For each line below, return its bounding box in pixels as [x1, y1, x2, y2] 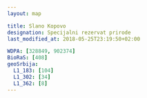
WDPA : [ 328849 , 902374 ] [7, 48, 76, 55]
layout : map [7, 10, 41, 17]
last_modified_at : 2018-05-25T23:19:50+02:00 [7, 35, 140, 42]
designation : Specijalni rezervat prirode [7, 29, 131, 36]
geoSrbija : [7, 61, 39, 68]
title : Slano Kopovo [7, 22, 67, 30]
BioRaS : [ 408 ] [7, 55, 48, 61]
